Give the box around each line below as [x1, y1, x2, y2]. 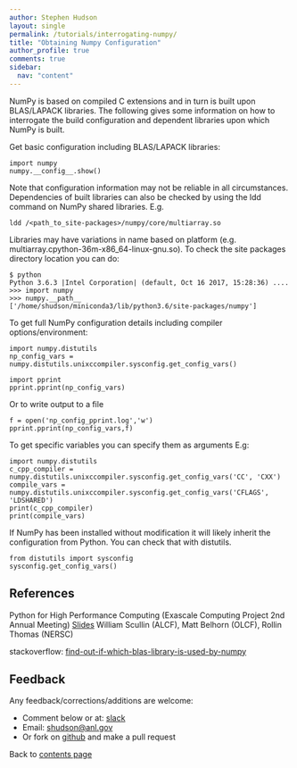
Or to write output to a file [9, 398, 104, 409]
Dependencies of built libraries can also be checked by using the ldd [9, 191, 261, 202]
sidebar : [9, 63, 42, 72]
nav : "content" [17, 71, 74, 80]
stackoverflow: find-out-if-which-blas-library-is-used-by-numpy [9, 646, 247, 656]
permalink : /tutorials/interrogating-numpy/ [9, 29, 177, 38]
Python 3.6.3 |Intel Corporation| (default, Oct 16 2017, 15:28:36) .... [9, 278, 290, 287]
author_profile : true [9, 46, 90, 55]
